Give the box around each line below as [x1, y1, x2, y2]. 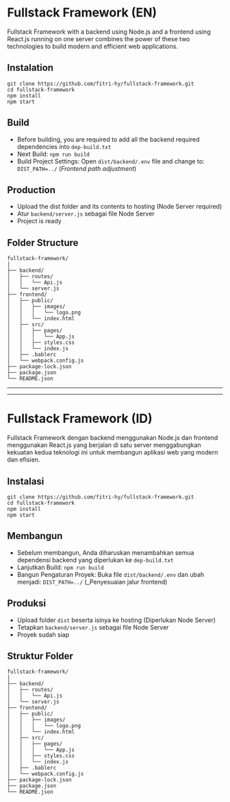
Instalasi [7, 475, 44, 487]
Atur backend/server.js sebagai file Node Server [16, 209, 155, 218]
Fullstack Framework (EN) [7, 5, 157, 21]
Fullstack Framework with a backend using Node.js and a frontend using [7, 27, 211, 36]
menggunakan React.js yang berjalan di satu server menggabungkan [7, 441, 201, 449]
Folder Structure [7, 237, 79, 249]
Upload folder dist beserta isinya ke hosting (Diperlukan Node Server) [16, 616, 216, 624]
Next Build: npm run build [16, 150, 90, 158]
